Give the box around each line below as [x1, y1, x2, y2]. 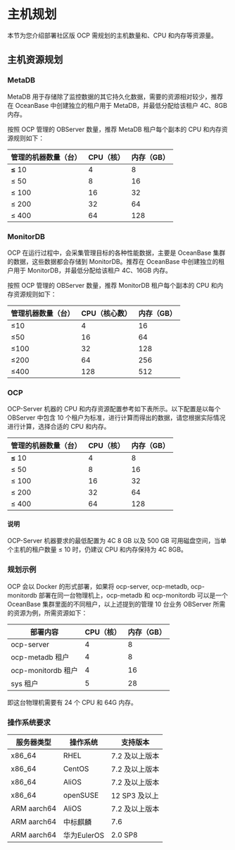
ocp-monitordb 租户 [11, 665, 79, 675]
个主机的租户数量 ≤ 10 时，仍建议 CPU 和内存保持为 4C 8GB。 [7, 545, 188, 554]
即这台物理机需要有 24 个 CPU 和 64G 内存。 [7, 698, 137, 706]
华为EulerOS [63, 830, 104, 840]
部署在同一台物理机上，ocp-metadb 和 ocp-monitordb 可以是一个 [38, 590, 229, 600]
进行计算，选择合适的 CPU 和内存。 [7, 423, 110, 431]
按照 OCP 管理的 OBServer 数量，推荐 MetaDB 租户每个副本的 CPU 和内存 [7, 125, 222, 133]
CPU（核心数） [81, 308, 132, 318]
